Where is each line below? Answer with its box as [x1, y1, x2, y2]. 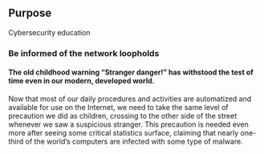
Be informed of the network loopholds [8, 47, 160, 59]
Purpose [8, 6, 52, 20]
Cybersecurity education [8, 27, 91, 37]
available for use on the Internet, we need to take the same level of [8, 102, 229, 111]
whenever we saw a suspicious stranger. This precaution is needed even [8, 120, 249, 129]
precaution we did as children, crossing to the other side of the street [8, 111, 238, 120]
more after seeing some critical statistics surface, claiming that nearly [8, 128, 239, 137]
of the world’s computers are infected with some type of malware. [25, 136, 243, 146]
